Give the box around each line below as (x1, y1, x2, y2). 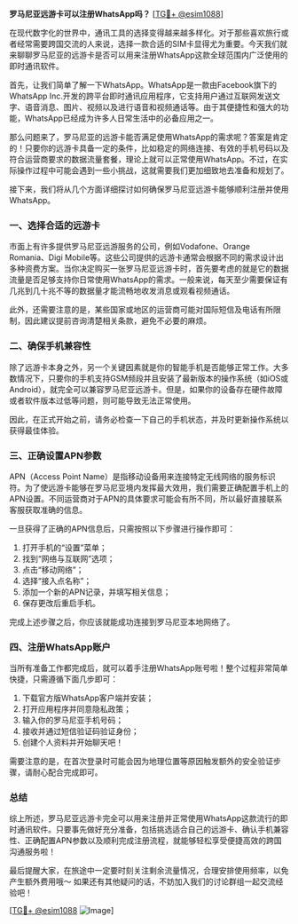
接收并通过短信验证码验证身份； (21, 726, 139, 737)
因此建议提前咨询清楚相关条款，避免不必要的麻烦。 (24, 315, 211, 327)
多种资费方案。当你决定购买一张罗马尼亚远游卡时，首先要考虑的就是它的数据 (9, 264, 289, 274)
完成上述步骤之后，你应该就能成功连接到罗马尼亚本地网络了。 (9, 616, 235, 627)
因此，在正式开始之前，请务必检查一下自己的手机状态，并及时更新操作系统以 (9, 414, 289, 424)
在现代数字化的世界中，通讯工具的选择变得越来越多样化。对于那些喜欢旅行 (9, 28, 281, 38)
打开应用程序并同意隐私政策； (21, 704, 131, 715)
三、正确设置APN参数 (9, 449, 102, 462)
